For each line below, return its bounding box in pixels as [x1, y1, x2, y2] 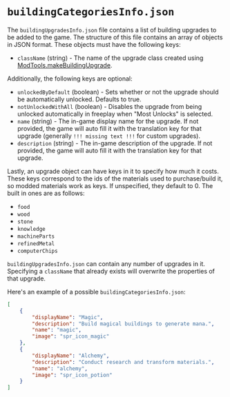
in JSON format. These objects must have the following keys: [7, 40, 181, 48]
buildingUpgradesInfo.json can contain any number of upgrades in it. [7, 259, 206, 267]
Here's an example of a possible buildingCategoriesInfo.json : [7, 287, 186, 296]
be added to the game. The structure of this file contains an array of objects [7, 33, 223, 41]
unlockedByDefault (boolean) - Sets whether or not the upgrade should [17, 88, 219, 96]
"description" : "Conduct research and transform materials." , [32, 358, 215, 365]
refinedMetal [17, 240, 55, 247]
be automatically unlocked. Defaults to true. [17, 95, 142, 103]
